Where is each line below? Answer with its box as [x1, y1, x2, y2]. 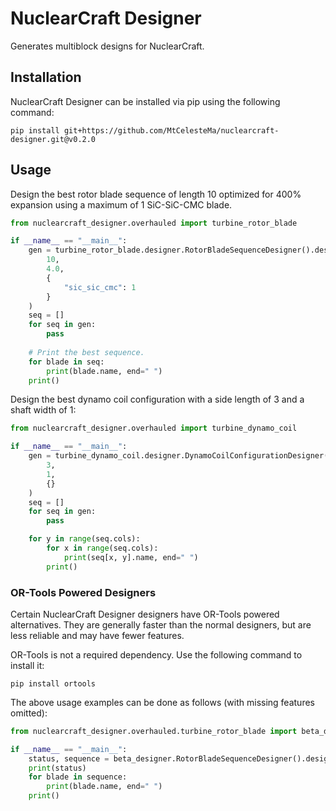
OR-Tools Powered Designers [10, 585, 157, 599]
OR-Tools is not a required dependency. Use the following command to [10, 648, 303, 661]
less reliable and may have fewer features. [10, 629, 185, 641]
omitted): [10, 707, 48, 719]
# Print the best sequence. [28, 347, 145, 357]
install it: [10, 659, 45, 671]
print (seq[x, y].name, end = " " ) [63, 552, 199, 562]
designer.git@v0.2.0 [10, 134, 97, 144]
